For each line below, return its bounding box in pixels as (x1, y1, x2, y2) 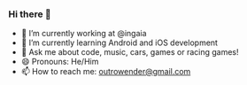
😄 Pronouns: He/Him (20, 57, 99, 67)
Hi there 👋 (8, 8, 52, 20)
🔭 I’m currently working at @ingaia (20, 28, 147, 39)
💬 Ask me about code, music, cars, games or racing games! (20, 47, 240, 58)
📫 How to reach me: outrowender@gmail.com (20, 66, 191, 77)
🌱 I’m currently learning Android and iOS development (20, 37, 219, 48)
